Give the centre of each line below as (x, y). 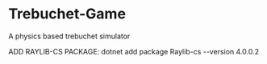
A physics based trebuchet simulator (69, 36)
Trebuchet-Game (67, 14)
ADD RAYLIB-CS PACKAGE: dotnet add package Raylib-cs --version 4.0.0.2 (134, 51)
